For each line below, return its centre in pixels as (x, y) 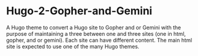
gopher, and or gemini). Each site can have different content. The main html (99, 40)
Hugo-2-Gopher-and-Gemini (79, 11)
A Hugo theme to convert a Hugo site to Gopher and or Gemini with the (94, 27)
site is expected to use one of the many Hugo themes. (73, 46)
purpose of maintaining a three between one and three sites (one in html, (96, 33)
